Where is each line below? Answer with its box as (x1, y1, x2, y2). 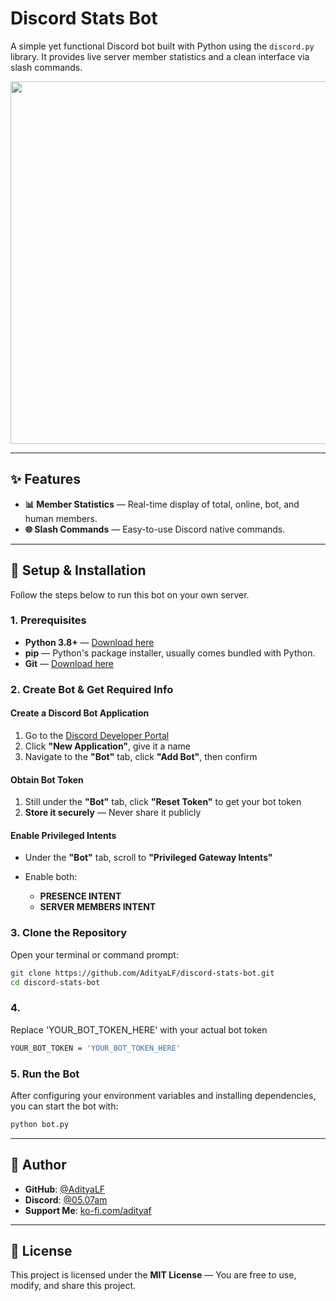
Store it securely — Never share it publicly (24, 807, 202, 819)
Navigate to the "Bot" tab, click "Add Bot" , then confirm (24, 750, 258, 762)
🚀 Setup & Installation (10, 562, 147, 579)
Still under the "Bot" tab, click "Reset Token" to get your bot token (24, 796, 302, 808)
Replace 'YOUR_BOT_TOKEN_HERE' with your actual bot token (10, 1023, 268, 1036)
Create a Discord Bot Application (10, 707, 150, 719)
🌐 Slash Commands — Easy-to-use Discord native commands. (24, 523, 286, 535)
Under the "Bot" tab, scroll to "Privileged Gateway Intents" (24, 852, 273, 864)
